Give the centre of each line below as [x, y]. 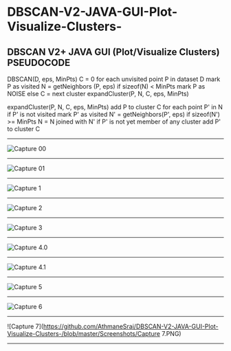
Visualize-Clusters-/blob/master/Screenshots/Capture [84, 333]
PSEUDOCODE [39, 63]
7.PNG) [171, 333]
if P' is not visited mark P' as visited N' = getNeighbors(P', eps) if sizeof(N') [113, 114]
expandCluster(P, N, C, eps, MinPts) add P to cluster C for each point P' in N [115, 107]
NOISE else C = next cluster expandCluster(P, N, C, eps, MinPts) [98, 94]
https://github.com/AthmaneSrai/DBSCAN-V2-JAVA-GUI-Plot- [131, 326]
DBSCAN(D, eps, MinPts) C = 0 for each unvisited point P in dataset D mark [114, 79]
